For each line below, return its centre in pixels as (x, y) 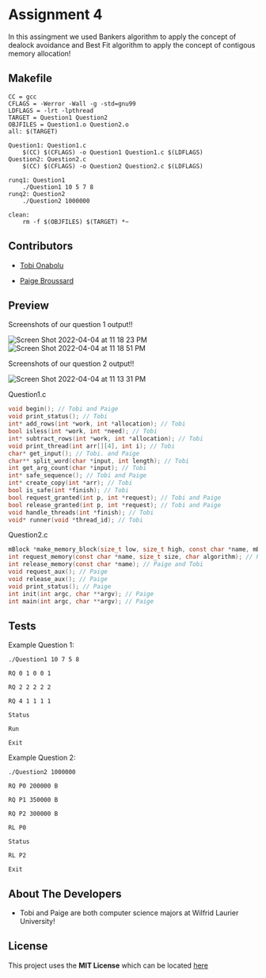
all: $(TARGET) (33, 131)
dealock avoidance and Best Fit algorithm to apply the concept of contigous (132, 44)
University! (37, 921)
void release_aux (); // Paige (58, 579)
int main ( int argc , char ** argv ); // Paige (81, 601)
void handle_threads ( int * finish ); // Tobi (81, 512)
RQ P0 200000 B (33, 786)
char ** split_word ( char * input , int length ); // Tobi (99, 461)
